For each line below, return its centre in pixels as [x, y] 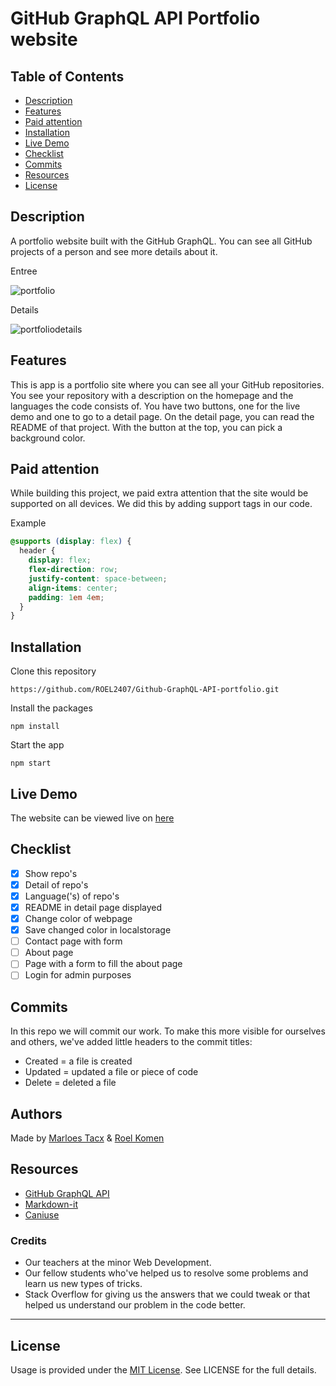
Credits [28, 1240]
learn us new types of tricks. [83, 1284]
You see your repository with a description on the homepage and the [152, 395]
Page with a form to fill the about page [103, 964]
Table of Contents [67, 76]
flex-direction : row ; [73, 570]
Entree [24, 271]
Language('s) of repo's [72, 896]
